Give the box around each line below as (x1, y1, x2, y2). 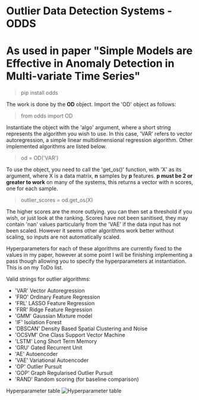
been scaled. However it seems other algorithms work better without (6, 227, 174, 234)
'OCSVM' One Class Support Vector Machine (14, 331, 126, 339)
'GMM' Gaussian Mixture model (14, 312, 93, 320)
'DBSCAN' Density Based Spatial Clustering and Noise (14, 325, 148, 332)
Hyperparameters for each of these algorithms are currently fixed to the (6, 245, 182, 252)
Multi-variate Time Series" (6, 70, 141, 83)
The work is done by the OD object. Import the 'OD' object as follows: (6, 101, 176, 108)
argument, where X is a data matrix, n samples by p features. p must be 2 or (6, 172, 193, 179)
